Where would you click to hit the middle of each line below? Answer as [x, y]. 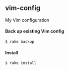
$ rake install [21, 63]
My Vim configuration [27, 20]
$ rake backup [20, 42]
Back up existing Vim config [35, 31]
